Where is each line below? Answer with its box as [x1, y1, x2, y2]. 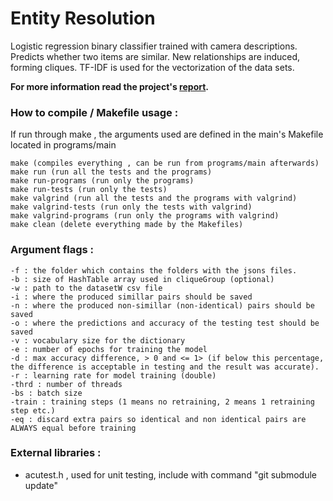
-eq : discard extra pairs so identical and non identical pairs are [10, 414, 307, 424]
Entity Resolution [10, 7, 156, 30]
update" [24, 479, 59, 491]
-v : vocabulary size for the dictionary [10, 335, 186, 346]
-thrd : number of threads [10, 379, 123, 389]
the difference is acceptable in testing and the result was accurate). [10, 362, 320, 372]
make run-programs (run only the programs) [10, 176, 195, 186]
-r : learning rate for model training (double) [10, 370, 217, 381]
